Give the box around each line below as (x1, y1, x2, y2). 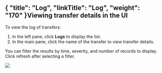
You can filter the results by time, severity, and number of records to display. (5, 48, 158, 54)
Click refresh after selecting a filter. (5, 53, 75, 59)
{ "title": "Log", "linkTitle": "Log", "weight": (5, 4, 140, 12)
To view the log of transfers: (5, 24, 61, 30)
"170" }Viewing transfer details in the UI (5, 12, 128, 20)
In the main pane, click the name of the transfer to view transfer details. (12, 39, 155, 44)
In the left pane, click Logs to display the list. (12, 33, 102, 39)
